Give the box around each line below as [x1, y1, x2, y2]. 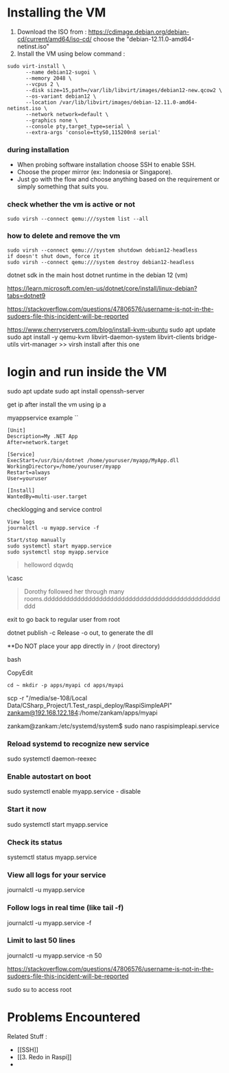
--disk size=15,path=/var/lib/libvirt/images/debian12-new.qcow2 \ [25, 87, 223, 94]
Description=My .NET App [7, 433, 78, 440]
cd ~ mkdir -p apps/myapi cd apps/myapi [7, 682, 125, 689]
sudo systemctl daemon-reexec [7, 755, 97, 763]
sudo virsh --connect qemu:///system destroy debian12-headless [7, 259, 195, 265]
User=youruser [7, 475, 48, 482]
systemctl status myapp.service [7, 853, 97, 861]
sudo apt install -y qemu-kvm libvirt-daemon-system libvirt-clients [7, 332, 195, 341]
